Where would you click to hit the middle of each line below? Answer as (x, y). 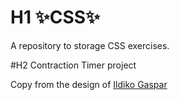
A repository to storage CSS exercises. (90, 45)
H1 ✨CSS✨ (55, 17)
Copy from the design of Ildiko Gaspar (89, 84)
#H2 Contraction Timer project (73, 65)
